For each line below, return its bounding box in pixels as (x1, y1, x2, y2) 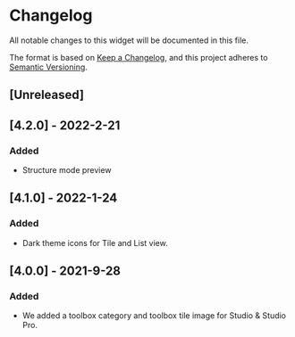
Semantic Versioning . (9, 62, 88, 72)
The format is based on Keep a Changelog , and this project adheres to (9, 52, 268, 62)
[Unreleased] (9, 87, 85, 103)
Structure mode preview (21, 165, 112, 176)
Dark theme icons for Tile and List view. (21, 237, 168, 248)
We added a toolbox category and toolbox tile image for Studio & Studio (21, 310, 287, 321)
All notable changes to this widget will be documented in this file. (9, 35, 249, 45)
